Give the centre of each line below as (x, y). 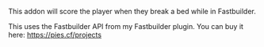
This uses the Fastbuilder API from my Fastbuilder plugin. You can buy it (126, 26)
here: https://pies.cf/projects (55, 35)
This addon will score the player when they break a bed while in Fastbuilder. (132, 11)
